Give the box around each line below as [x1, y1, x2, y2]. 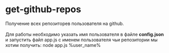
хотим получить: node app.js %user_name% [5, 42, 101, 48]
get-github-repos [5, 4, 81, 15]
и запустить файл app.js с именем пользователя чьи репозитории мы [5, 37, 158, 43]
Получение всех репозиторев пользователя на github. [5, 20, 124, 26]
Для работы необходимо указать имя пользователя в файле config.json [5, 31, 164, 37]
